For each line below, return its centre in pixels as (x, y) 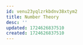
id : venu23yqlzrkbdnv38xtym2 (42, 11)
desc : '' (17, 22)
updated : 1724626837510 (35, 28)
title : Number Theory (33, 17)
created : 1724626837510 (35, 33)
